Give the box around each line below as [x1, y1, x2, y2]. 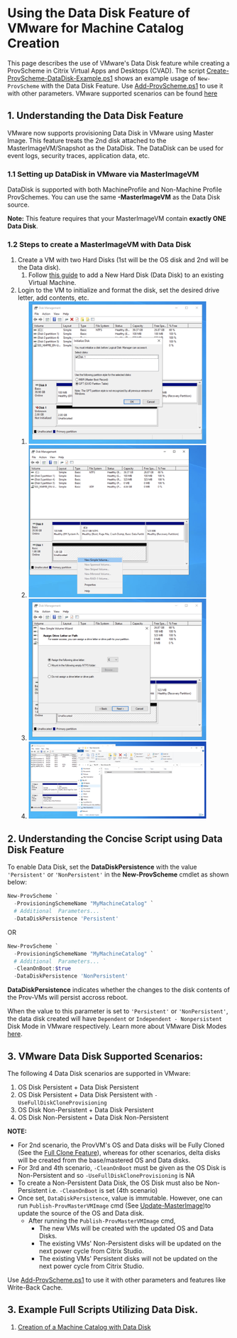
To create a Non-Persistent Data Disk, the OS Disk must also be [17, 1178, 204, 1187]
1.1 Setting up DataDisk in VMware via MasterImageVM [7, 169, 199, 179]
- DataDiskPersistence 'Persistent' [13, 915, 119, 922]
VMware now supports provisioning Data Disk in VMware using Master [7, 128, 214, 137]
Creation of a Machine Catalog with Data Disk [17, 1322, 151, 1331]
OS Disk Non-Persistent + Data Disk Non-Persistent [17, 1113, 169, 1122]
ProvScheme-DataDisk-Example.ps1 [7, 73, 114, 83]
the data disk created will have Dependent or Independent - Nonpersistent [7, 1015, 222, 1023]
